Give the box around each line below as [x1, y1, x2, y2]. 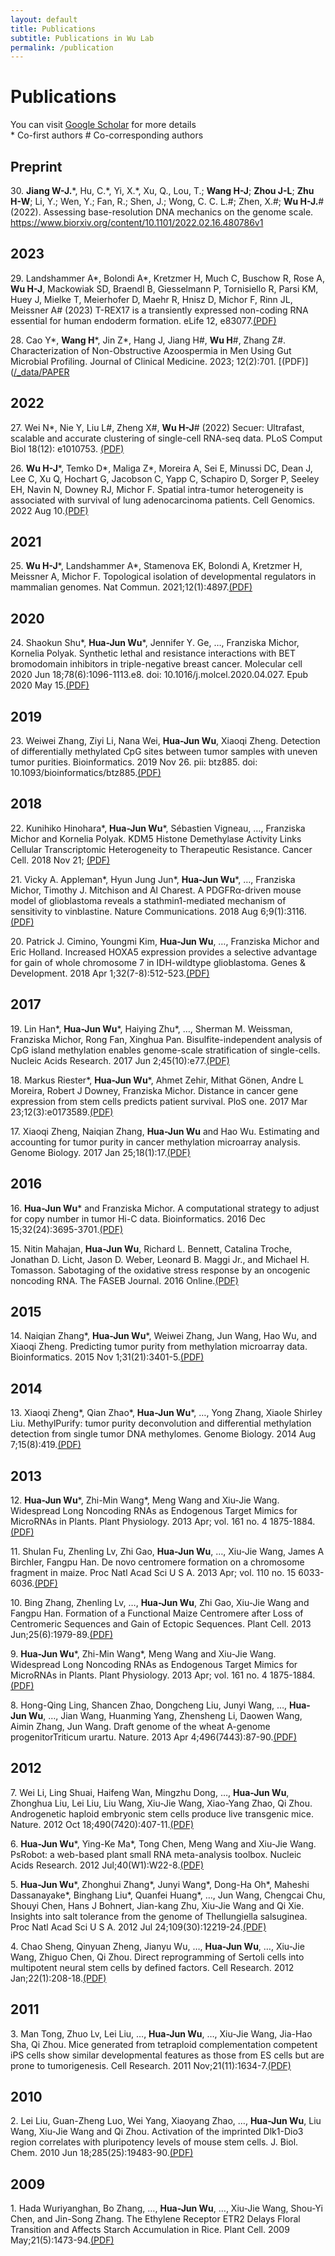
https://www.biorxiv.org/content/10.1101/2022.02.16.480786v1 [10, 217, 264, 228]
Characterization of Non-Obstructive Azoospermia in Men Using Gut [10, 344, 292, 356]
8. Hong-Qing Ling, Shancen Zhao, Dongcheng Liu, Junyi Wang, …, [10, 1699, 288, 1711]
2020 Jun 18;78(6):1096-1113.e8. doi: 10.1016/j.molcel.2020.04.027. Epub [10, 669, 309, 681]
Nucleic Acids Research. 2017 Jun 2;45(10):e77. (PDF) [10, 1054, 230, 1066]
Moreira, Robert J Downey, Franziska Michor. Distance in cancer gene [10, 1084, 299, 1096]
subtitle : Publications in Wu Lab [10, 33, 155, 43]
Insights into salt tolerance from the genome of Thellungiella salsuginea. [10, 1910, 308, 1922]
